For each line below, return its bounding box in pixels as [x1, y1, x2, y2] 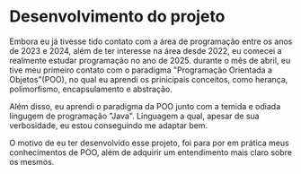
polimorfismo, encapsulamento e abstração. [9, 83, 173, 94]
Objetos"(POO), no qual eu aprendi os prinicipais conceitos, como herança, [9, 74, 288, 84]
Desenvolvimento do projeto [9, 6, 226, 27]
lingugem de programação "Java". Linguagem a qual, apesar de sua [9, 110, 260, 121]
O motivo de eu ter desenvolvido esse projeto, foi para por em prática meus [9, 137, 289, 148]
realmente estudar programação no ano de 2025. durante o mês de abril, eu [9, 55, 291, 65]
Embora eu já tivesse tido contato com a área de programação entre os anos [9, 36, 293, 47]
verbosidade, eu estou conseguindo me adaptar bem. [9, 119, 208, 131]
